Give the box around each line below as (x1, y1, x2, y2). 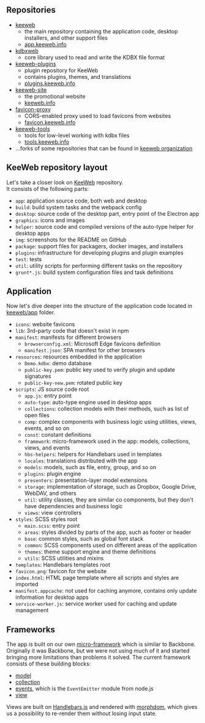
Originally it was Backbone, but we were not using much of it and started (6, 647, 190, 654)
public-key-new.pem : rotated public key (24, 379, 122, 387)
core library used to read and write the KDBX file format (24, 53, 165, 61)
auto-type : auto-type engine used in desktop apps (24, 399, 152, 406)
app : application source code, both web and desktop (15, 197, 147, 204)
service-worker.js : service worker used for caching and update (15, 600, 177, 607)
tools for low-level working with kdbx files (24, 132, 130, 139)
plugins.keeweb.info (24, 80, 75, 87)
